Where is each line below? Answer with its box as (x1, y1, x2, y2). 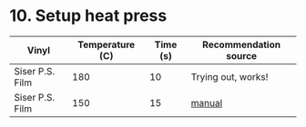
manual (190, 96, 223, 109)
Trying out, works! (190, 70, 269, 83)
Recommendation (201, 38, 280, 51)
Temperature (76, 38, 136, 51)
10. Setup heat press (9, 5, 168, 26)
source (226, 49, 258, 62)
